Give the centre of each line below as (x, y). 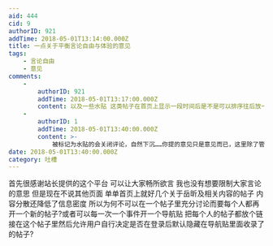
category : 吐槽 (33, 159)
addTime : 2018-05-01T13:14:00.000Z (69, 39)
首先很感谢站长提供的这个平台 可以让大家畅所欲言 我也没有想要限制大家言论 (135, 183)
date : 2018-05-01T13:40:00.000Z (63, 152)
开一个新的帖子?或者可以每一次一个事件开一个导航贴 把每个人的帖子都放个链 (136, 214)
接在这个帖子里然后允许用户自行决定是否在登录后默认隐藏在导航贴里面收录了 (136, 224)
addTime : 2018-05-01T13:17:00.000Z (98, 99)
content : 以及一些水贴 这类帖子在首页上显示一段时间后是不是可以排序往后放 (149, 106)
